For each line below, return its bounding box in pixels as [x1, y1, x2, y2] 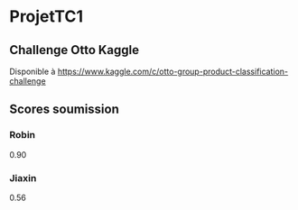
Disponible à [9, 66, 56, 77]
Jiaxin [9, 171, 37, 184]
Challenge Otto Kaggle [9, 42, 140, 58]
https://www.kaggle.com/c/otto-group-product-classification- [57, 66, 289, 77]
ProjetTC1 [9, 6, 84, 27]
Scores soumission [9, 102, 120, 117]
